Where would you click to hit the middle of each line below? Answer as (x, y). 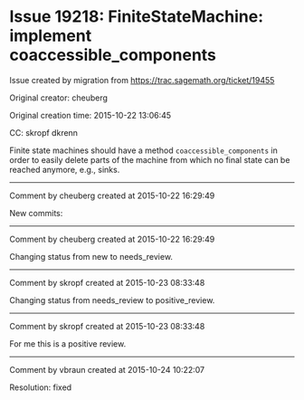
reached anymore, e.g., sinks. (65, 169)
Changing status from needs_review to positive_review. (112, 300)
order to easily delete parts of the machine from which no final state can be (150, 159)
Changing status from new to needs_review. (91, 256)
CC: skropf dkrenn (44, 132)
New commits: (36, 213)
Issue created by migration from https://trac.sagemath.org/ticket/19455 (142, 80)
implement (51, 36)
